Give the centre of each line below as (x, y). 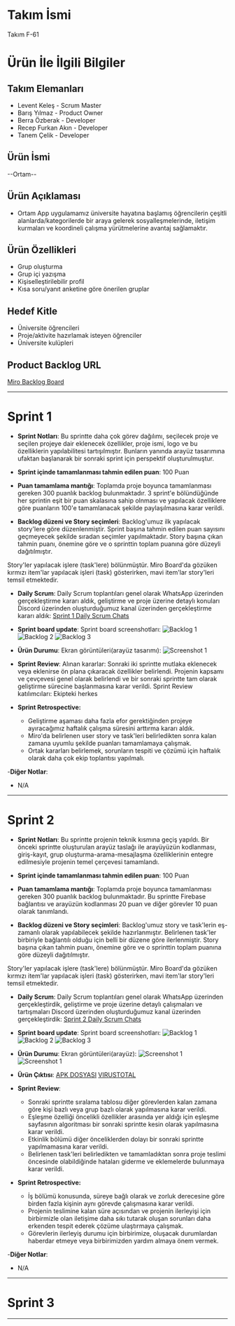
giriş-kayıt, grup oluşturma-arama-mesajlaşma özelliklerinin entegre (115, 854)
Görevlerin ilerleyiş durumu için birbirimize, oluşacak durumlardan (123, 1233)
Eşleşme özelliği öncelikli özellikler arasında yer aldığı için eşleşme (123, 1116)
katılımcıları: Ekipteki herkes (57, 693)
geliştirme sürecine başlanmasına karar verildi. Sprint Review (105, 686)
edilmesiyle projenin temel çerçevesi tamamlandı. (88, 861)
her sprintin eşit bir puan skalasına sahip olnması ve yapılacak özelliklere (122, 500)
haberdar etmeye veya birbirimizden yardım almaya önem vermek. (123, 1240)
